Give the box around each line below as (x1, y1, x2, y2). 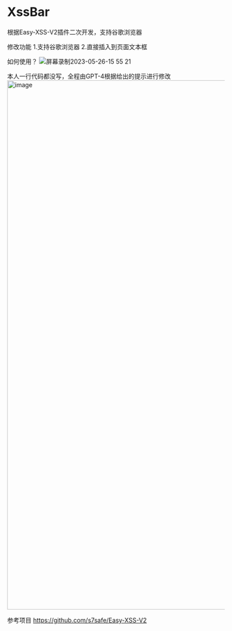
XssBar (7, 4, 50, 20)
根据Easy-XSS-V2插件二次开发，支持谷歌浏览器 (7, 28, 143, 36)
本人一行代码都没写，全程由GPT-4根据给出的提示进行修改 (7, 72, 171, 80)
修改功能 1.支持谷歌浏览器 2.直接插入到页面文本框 (7, 42, 148, 51)
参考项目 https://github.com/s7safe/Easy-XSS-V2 (7, 616, 147, 624)
